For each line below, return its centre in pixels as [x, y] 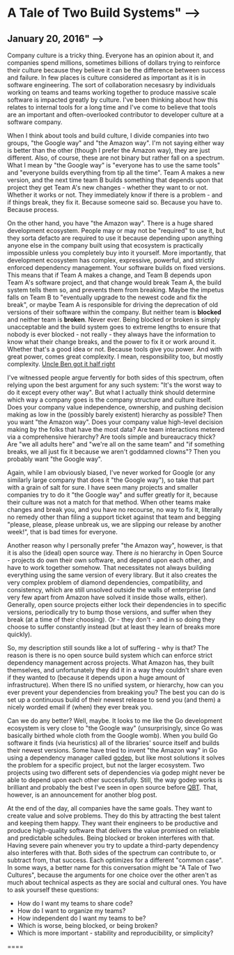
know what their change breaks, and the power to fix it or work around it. [112, 342]
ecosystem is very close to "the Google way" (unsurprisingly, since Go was [115, 728]
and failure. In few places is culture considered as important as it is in [107, 77]
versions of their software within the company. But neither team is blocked [114, 312]
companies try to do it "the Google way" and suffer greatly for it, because [112, 495]
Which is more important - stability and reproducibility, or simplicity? [115, 933]
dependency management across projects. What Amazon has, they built [111, 663]
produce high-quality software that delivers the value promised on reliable [114, 830]
